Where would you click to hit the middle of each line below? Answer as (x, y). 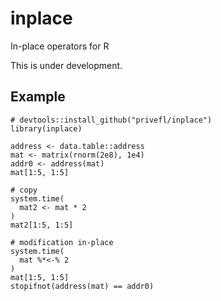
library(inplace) (46, 128)
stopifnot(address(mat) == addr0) (82, 286)
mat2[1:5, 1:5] (42, 225)
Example (38, 97)
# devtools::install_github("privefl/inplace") (111, 120)
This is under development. (66, 65)
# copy (24, 190)
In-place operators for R (60, 46)
